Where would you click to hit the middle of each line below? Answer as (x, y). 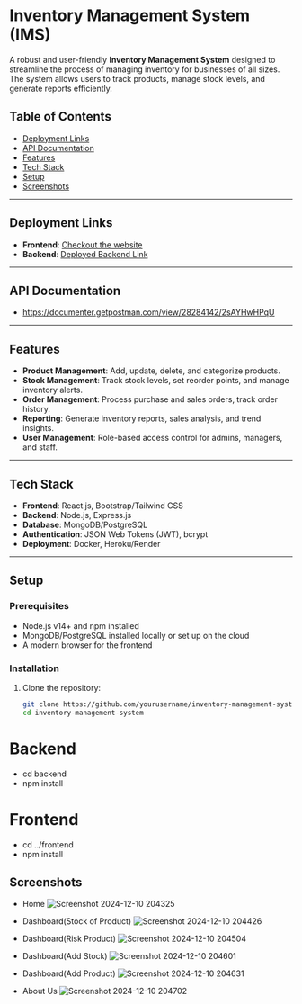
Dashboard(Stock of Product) (77, 921)
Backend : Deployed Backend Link (85, 254)
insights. (38, 428)
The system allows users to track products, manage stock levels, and (137, 78)
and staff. (40, 447)
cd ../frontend (48, 844)
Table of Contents (61, 117)
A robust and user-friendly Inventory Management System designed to (142, 59)
